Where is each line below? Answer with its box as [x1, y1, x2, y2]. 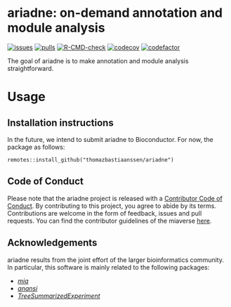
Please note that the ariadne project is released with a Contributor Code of [7, 194, 223, 202]
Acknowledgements [7, 237, 98, 249]
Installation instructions [7, 117, 114, 129]
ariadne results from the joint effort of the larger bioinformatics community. [7, 255, 225, 264]
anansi [17, 284, 38, 292]
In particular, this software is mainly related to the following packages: [7, 263, 210, 271]
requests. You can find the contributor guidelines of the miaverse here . [7, 216, 212, 225]
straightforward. [7, 64, 54, 72]
